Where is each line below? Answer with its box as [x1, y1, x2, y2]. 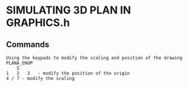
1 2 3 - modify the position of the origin [6, 71, 130, 76]
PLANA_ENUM [6, 60, 33, 66]
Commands [6, 39, 50, 49]
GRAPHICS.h [6, 16, 70, 29]
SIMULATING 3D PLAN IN [6, 4, 131, 17]
